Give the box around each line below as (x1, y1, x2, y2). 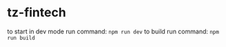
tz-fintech (7, 5, 67, 20)
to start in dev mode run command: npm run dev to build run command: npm (7, 27, 219, 35)
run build (7, 34, 36, 42)
